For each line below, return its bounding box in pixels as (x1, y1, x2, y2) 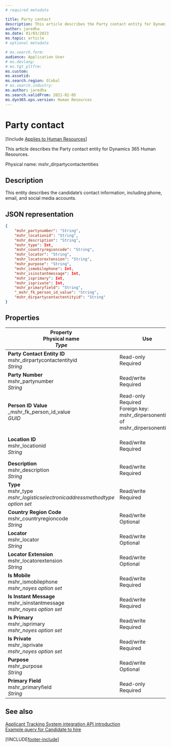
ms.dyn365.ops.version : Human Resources (5, 97, 93, 102)
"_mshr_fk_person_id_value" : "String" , (14, 290, 99, 295)
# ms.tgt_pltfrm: (5, 64, 42, 69)
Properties (5, 314, 40, 322)
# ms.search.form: (5, 50, 44, 55)
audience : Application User (5, 54, 65, 59)
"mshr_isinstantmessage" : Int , (14, 271, 81, 276)
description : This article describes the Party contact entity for (5, 21, 152, 27)
